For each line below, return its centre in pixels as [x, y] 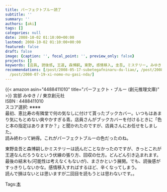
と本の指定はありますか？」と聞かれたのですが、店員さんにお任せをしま [79, 125]
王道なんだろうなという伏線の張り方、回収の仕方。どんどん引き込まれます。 [83, 155]
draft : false [19, 51]
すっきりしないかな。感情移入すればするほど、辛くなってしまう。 [72, 167]
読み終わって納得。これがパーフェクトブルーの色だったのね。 [68, 138]
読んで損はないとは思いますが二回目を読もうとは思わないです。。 [71, 173]
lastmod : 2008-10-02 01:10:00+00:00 [43, 42]
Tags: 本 [13, 184]
